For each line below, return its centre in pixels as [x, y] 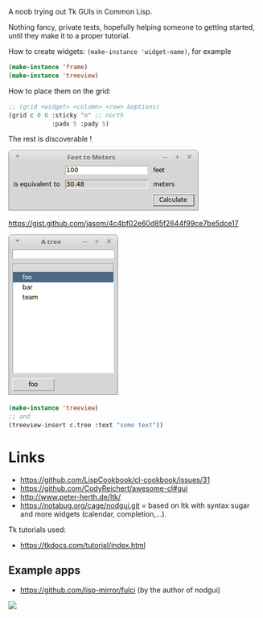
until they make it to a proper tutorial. [70, 36]
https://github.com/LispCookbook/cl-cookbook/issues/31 [115, 480]
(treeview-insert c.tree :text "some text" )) [86, 426]
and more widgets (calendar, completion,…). [93, 513]
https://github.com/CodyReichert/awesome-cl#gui [104, 488]
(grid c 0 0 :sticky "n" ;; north [66, 115]
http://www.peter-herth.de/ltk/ [70, 496]
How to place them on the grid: [60, 91]
